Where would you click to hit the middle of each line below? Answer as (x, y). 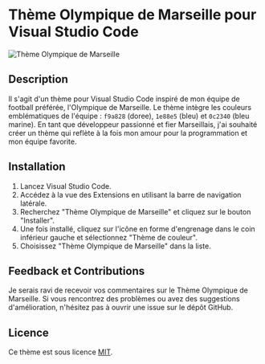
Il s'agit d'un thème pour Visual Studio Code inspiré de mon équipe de (124, 99)
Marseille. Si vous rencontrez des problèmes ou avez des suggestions (124, 299)
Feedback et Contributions (77, 271)
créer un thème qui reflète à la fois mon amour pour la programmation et (128, 133)
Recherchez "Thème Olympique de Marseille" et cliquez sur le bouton (135, 211)
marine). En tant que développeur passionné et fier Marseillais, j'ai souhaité (133, 124)
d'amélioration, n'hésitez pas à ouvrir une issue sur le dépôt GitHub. (121, 308)
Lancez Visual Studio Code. (65, 186)
